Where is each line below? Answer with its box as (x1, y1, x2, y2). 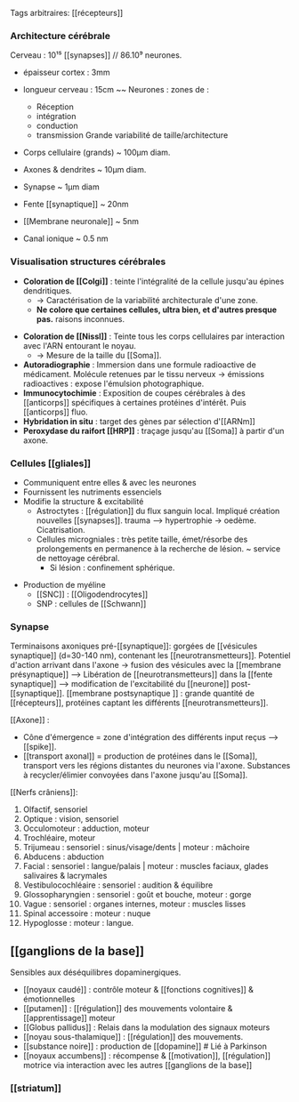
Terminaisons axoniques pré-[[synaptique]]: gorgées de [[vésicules (10, 640, 258, 652)
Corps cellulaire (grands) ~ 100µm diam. (22, 147, 171, 158)
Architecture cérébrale (10, 29, 110, 42)
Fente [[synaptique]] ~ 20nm (22, 199, 129, 210)
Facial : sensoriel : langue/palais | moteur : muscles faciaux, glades (22, 861, 270, 872)
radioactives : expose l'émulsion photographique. (22, 378, 205, 389)
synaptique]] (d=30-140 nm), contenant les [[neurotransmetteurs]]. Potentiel (10, 650, 291, 661)
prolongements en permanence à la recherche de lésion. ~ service (36, 543, 281, 554)
